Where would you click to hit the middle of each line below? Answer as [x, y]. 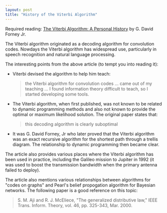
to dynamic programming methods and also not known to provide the [84, 109]
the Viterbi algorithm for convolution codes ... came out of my [89, 83]
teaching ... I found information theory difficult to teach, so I [87, 88]
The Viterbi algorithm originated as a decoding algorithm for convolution [80, 43]
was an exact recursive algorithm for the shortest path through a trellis [85, 139]
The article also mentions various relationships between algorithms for [78, 179]
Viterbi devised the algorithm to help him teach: [61, 73]
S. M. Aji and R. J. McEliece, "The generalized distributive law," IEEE [88, 200]
